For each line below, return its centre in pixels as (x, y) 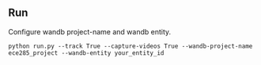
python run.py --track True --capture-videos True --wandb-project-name (130, 46)
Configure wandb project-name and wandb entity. (90, 31)
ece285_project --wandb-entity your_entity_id (86, 53)
